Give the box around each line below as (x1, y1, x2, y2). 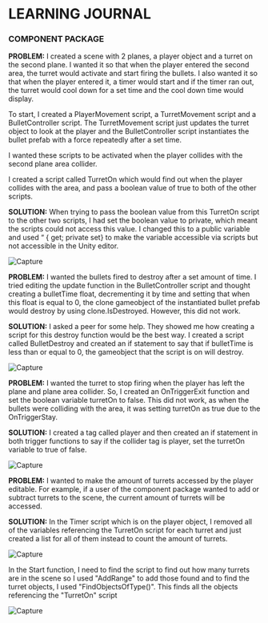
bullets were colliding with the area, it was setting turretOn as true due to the (8, 404, 261, 413)
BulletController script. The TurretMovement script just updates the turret (8, 118, 250, 128)
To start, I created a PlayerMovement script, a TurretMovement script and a (8, 110, 257, 119)
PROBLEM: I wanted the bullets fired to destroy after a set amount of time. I (8, 272, 257, 282)
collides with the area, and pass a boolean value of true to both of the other (8, 183, 257, 193)
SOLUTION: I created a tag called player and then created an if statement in (8, 428, 258, 437)
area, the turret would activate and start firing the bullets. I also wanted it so (8, 69, 258, 78)
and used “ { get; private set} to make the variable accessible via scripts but (8, 233, 258, 243)
